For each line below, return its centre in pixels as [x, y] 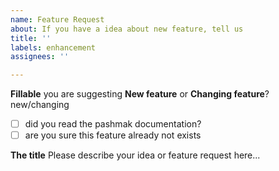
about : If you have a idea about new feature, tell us [127, 29]
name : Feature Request [57, 19]
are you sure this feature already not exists [113, 135]
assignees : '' [40, 57]
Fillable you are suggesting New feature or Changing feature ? [140, 94]
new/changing [40, 105]
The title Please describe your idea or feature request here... [135, 155]
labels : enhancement [53, 47]
